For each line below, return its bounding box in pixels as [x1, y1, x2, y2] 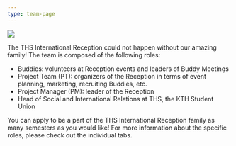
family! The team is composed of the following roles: [7, 50, 161, 59]
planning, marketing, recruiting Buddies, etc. [17, 79, 147, 88]
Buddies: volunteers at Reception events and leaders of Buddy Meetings [17, 64, 229, 73]
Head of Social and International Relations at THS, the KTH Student [17, 94, 214, 103]
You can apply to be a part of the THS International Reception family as [7, 116, 215, 124]
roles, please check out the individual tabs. [7, 130, 133, 139]
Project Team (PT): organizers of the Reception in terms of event [17, 72, 207, 80]
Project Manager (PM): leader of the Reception [17, 86, 154, 96]
